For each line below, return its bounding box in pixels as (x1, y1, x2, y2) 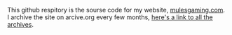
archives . (7, 21, 34, 28)
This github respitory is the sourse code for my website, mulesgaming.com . (7, 6, 226, 14)
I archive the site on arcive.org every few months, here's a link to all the (7, 13, 213, 21)
